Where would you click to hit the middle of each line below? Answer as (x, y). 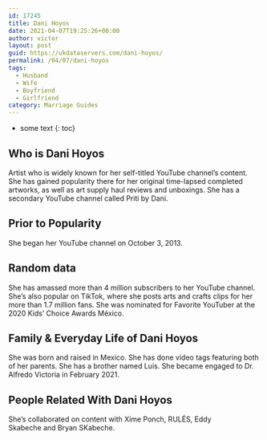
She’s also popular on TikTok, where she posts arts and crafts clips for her (131, 296)
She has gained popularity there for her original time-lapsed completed (125, 181)
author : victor (34, 38)
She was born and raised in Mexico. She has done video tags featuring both (133, 357)
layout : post (30, 46)
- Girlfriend (37, 98)
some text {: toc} (48, 128)
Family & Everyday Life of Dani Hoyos (103, 338)
